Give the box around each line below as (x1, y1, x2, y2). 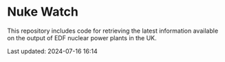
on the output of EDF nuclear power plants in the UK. (7, 33, 157, 42)
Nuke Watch (7, 4, 79, 20)
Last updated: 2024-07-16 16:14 (7, 47, 98, 55)
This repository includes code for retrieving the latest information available (7, 27, 219, 35)
